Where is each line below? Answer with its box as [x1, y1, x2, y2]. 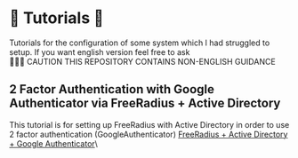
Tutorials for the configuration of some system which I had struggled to [9, 37, 270, 48]
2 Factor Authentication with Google [9, 82, 215, 97]
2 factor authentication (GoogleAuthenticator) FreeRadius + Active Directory [9, 129, 288, 139]
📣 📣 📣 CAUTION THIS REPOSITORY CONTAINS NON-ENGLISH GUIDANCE [9, 56, 276, 67]
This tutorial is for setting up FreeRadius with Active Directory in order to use [9, 119, 290, 130]
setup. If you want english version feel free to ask [9, 46, 190, 57]
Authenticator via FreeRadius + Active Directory [9, 96, 281, 111]
